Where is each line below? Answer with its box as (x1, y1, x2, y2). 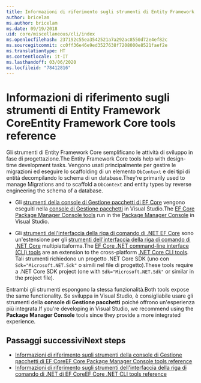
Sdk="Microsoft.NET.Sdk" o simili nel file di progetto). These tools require (14, 262, 193, 269)
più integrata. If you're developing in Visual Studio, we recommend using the (6, 305, 194, 313)
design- (166, 155, 186, 162)
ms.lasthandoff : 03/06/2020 (6, 59, 77, 65)
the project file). (14, 274, 55, 281)
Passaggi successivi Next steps (6, 335, 126, 346)
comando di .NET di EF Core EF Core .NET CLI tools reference (14, 370, 167, 378)
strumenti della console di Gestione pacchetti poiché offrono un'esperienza (6, 299, 195, 306)
